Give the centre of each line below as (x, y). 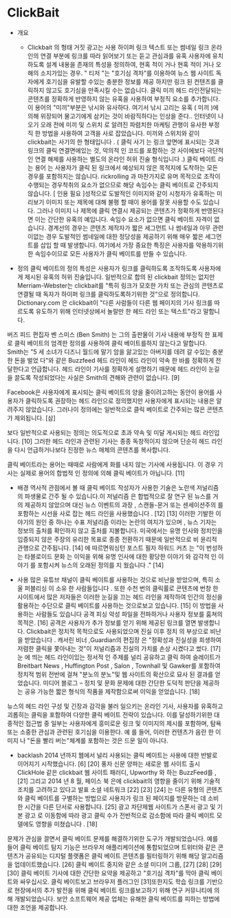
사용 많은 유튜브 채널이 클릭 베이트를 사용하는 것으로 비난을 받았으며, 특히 (115, 579)
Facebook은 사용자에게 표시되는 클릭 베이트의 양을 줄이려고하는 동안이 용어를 (111, 392)
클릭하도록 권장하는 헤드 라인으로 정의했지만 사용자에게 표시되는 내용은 (120, 401)
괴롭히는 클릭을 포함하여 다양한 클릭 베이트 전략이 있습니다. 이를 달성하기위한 (110, 714)
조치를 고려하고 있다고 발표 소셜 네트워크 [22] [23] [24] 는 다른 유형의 (111, 789)
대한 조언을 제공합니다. (37, 907)
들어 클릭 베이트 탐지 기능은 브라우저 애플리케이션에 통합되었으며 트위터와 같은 (112, 847)
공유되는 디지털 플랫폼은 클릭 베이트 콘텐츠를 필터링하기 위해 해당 (112, 855)
